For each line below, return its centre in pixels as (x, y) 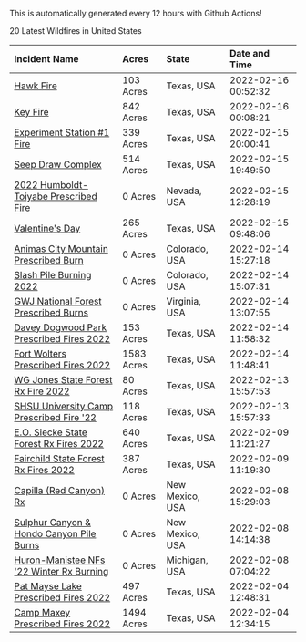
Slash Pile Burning (53, 275)
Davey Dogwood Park (61, 327)
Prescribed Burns (51, 312)
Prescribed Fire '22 (56, 417)
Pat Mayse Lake (48, 586)
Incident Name (46, 59)
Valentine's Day (47, 228)
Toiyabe (31, 197)
